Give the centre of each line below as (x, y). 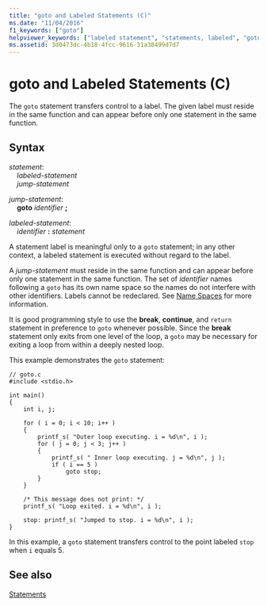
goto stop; (84, 471)
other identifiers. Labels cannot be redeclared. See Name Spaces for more (130, 295)
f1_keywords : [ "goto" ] (46, 30)
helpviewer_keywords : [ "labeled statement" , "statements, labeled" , (124, 38)
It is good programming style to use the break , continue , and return (120, 319)
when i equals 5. (36, 550)
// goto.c (25, 374)
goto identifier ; (42, 208)
